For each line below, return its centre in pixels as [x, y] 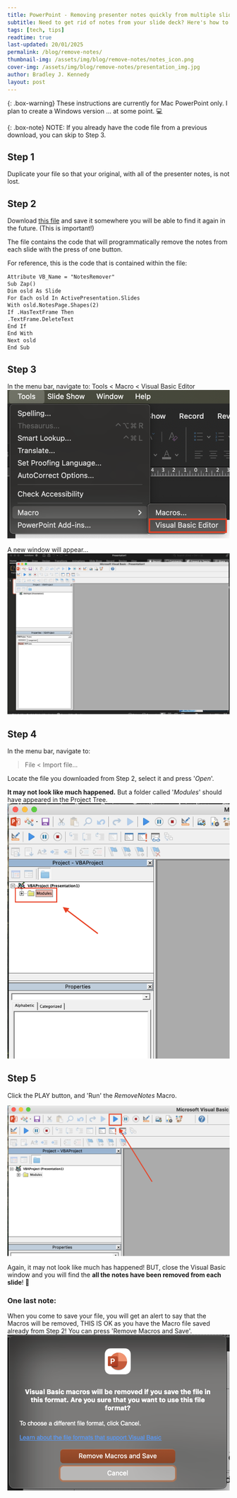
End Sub [19, 348]
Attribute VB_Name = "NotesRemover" [61, 277]
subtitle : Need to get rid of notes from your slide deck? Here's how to [118, 22]
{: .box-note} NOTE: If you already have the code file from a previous [107, 127]
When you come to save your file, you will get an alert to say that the [107, 1316]
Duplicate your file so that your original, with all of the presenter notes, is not [119, 174]
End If [17, 326]
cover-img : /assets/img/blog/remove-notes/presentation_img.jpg [104, 67]
